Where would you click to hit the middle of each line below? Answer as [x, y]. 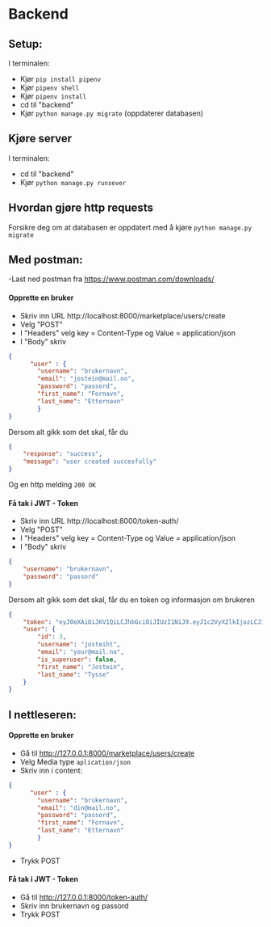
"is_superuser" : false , [77, 659]
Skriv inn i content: [51, 770]
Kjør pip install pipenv [60, 79]
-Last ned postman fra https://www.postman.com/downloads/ [111, 279]
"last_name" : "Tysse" [74, 674]
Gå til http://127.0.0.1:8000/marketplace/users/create [107, 753]
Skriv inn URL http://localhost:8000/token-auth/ [99, 521]
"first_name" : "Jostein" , [81, 667]
